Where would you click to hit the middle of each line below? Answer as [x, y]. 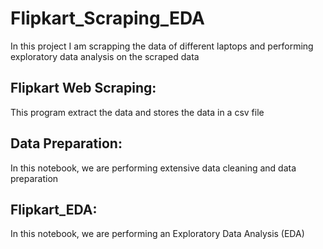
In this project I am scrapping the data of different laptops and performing [162, 46]
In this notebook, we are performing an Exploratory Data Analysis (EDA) [157, 234]
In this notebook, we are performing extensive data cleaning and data [153, 168]
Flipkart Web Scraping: [83, 88]
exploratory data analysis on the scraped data [105, 56]
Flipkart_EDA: [54, 209]
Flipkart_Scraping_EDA [107, 18]
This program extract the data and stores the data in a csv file [137, 112]
